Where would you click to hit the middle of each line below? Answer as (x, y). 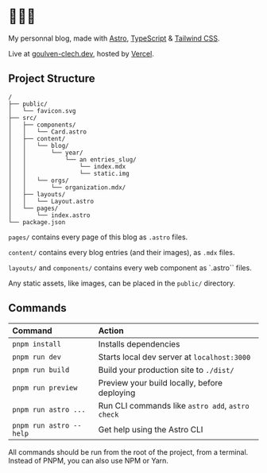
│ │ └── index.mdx (67, 166)
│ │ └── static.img (69, 173)
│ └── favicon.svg (43, 110)
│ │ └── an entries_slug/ (72, 159)
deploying (117, 393)
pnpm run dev (37, 357)
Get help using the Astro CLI (151, 429)
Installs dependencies (139, 343)
